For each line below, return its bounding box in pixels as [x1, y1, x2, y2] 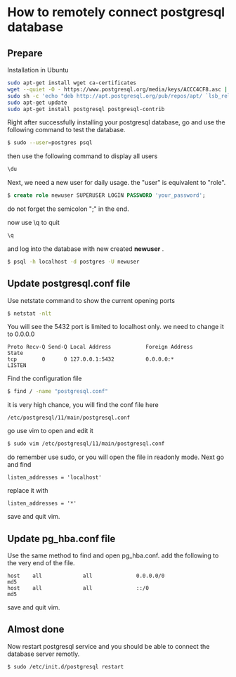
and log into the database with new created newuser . [7, 244, 164, 253]
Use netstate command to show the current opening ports [7, 296, 176, 304]
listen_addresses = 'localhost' [7, 474, 102, 482]
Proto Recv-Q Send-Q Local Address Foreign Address [7, 344, 193, 351]
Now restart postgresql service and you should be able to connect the [7, 642, 210, 650]
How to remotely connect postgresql [7, 4, 225, 20]
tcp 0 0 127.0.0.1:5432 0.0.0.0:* [7, 356, 174, 363]
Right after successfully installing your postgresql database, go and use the [7, 118, 226, 127]
